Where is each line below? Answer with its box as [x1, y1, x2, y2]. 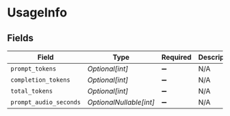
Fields [7, 32, 34, 44]
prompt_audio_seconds [10, 98, 81, 106]
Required [161, 53, 192, 62]
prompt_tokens [10, 65, 57, 73]
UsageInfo [7, 5, 67, 21]
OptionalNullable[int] [87, 97, 155, 107]
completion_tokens [10, 76, 71, 84]
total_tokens [10, 87, 53, 95]
